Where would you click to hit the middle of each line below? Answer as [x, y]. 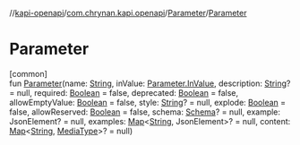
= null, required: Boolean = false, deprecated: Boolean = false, [124, 92]
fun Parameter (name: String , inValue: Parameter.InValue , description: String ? [150, 83]
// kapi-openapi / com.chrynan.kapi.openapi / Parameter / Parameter [128, 13]
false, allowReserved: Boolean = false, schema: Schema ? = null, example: [145, 112]
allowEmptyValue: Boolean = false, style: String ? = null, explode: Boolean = [148, 102]
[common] [28, 73]
